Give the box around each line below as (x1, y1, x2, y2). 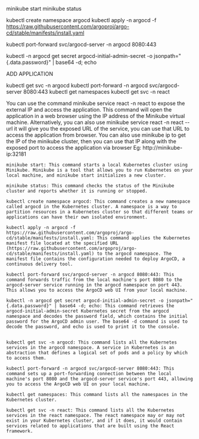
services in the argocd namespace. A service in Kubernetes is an (6, 345, 175, 351)
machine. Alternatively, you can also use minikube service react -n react (6, 119, 184, 126)
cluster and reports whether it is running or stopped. (6, 188, 148, 194)
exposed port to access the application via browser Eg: (6, 144, 142, 151)
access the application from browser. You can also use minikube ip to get (6, 131, 186, 138)
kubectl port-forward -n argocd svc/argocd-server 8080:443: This (6, 366, 175, 372)
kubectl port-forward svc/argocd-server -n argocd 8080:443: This (6, 271, 175, 277)
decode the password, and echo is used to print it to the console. (6, 324, 180, 330)
